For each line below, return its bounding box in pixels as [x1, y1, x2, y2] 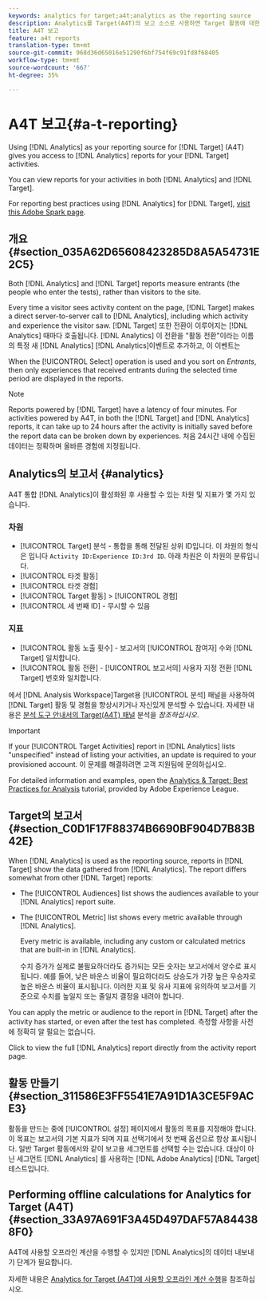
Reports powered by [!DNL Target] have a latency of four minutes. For [8, 405, 238, 414]
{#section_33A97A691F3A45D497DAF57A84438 [8, 1212, 258, 1226]
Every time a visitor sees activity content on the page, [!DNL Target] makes [8, 303, 255, 313]
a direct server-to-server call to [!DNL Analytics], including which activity [8, 311, 249, 321]
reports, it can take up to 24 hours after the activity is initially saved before [8, 421, 253, 432]
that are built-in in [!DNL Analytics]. [19, 944, 136, 954]
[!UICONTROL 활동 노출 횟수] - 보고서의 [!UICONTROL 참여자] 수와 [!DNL [19, 643, 253, 652]
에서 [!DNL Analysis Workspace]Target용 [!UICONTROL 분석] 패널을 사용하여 [8, 689, 255, 700]
